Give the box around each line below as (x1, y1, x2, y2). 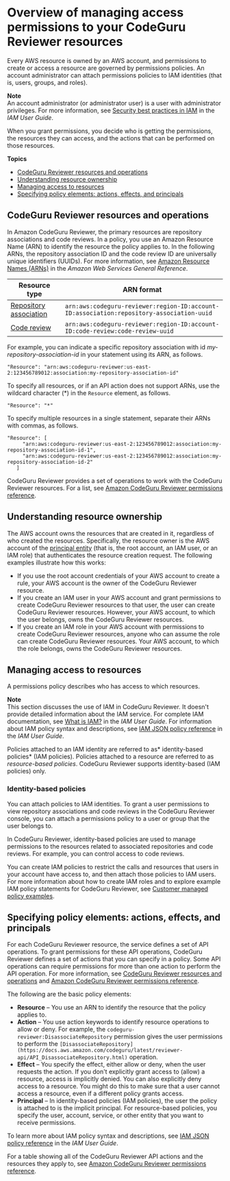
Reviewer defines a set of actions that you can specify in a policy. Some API (7, 955, 221, 963)
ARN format (123, 284, 162, 294)
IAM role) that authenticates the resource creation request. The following (7, 551, 212, 559)
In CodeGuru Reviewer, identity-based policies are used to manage (7, 834, 196, 843)
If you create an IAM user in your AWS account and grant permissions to (16, 593, 221, 601)
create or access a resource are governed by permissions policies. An (7, 64, 205, 72)
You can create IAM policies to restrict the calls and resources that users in (7, 862, 219, 871)
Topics (7, 154, 27, 162)
